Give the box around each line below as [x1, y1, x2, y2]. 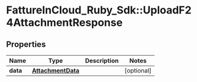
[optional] [124, 67, 152, 74]
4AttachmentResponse [6, 16, 123, 29]
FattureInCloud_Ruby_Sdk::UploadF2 [6, 4, 192, 17]
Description [85, 57, 119, 64]
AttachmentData [31, 67, 80, 74]
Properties [6, 39, 46, 49]
